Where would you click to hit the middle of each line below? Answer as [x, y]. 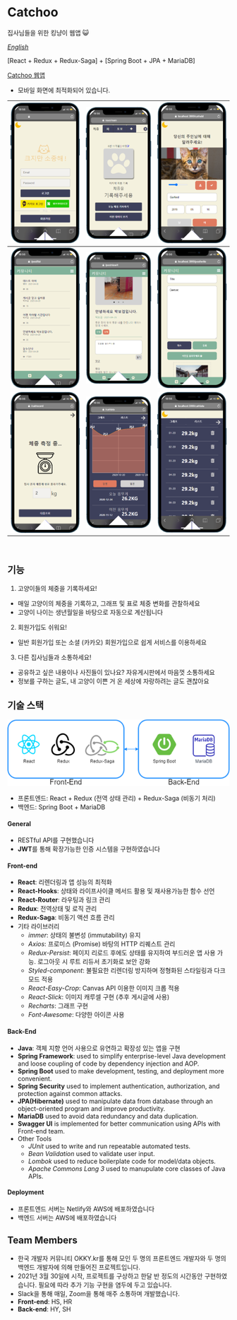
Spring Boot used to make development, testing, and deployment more [121, 1071]
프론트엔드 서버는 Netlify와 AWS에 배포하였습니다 [86, 1208]
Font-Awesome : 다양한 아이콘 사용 [76, 1015]
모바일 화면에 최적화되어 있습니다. [64, 90]
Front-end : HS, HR [45, 1302]
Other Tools [35, 1138]
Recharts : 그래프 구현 [58, 1006]
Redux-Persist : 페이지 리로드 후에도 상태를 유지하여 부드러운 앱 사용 [122, 953]
